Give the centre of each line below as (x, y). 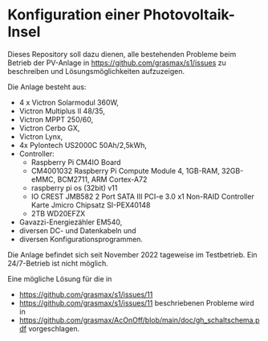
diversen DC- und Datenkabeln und (78, 230)
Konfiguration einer (74, 15)
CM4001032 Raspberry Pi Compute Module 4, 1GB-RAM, (125, 170)
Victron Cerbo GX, (49, 128)
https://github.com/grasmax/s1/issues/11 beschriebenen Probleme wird (136, 302)
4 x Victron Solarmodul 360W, (69, 102)
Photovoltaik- (189, 15)
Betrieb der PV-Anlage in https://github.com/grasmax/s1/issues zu (117, 63)
